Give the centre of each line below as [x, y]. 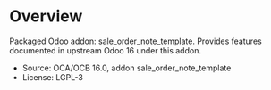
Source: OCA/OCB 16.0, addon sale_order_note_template [127, 68]
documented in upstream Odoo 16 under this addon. [105, 50]
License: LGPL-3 [52, 77]
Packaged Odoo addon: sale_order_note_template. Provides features [135, 41]
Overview [46, 16]
